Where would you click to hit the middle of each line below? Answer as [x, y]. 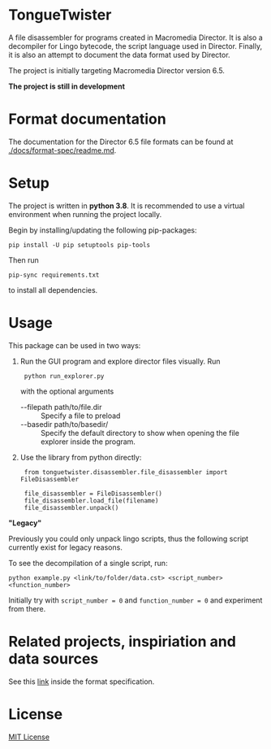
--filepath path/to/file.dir [61, 407]
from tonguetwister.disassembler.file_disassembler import [126, 472]
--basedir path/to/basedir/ [64, 424]
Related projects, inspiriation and [123, 641]
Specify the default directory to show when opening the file [140, 433]
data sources [54, 658]
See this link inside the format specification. [82, 682]
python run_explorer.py [64, 376]
